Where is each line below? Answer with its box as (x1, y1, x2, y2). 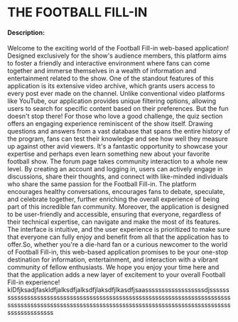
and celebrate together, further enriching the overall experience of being (7, 195, 220, 203)
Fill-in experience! (7, 278, 60, 286)
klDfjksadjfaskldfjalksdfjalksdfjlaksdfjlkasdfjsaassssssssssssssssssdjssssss (7, 286, 229, 294)
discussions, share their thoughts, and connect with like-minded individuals (7, 172, 229, 181)
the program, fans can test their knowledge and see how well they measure (7, 134, 229, 143)
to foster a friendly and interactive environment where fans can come (7, 59, 210, 68)
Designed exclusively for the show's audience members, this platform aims (7, 51, 227, 60)
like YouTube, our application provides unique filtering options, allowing (7, 97, 217, 105)
